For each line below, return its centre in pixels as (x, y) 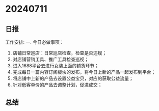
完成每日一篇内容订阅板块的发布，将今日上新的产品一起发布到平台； (84, 72)
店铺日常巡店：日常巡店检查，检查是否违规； (60, 53)
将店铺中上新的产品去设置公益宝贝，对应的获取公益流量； (73, 78)
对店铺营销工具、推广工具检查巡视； (51, 59)
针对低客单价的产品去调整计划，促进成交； (57, 85)
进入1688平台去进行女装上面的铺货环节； (56, 66)
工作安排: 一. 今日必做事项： (35, 42)
